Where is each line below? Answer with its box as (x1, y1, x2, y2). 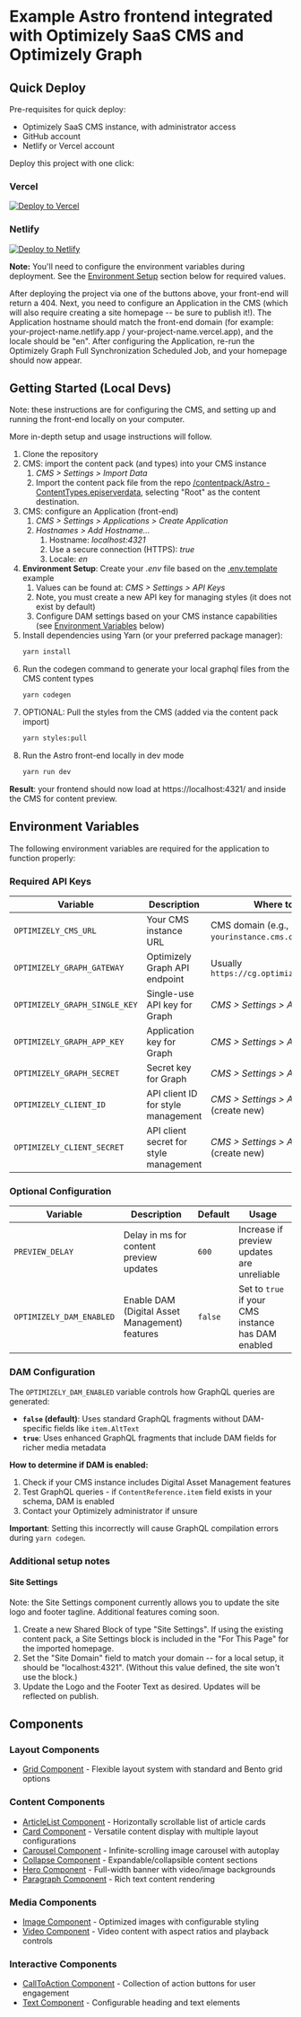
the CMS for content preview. (9, 793, 118, 804)
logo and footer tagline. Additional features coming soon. (9, 1606, 219, 1617)
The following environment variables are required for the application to (9, 842, 271, 854)
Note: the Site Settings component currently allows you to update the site (9, 1597, 279, 1607)
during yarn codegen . (9, 1532, 87, 1543)
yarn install (21, 647, 72, 656)
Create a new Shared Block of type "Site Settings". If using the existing (21, 1624, 284, 1634)
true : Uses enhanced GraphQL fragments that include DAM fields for (21, 1432, 278, 1443)
